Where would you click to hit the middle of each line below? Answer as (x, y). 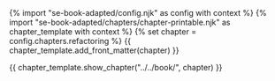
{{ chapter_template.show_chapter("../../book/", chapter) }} (116, 67)
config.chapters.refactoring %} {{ (70, 41)
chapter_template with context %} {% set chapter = (103, 32)
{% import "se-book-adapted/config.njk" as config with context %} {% (138, 13)
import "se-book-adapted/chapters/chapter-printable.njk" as (120, 22)
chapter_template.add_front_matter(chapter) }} (94, 50)
